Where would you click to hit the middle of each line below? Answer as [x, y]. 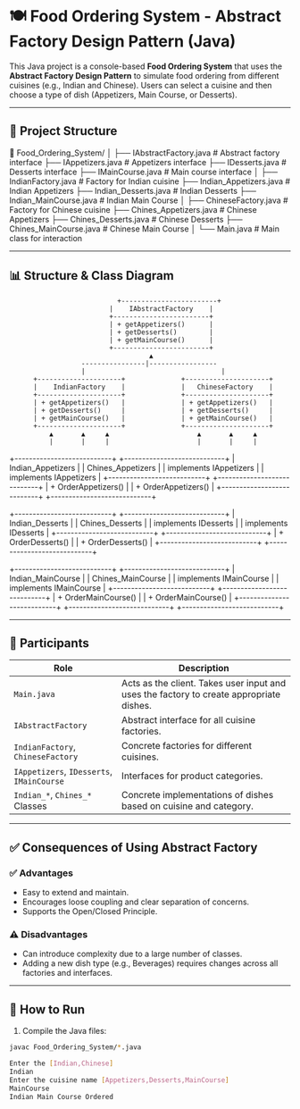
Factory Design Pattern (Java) [123, 42]
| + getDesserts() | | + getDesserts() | [153, 410]
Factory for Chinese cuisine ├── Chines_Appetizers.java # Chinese [133, 209]
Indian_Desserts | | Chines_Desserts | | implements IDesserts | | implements [149, 523]
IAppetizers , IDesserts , [63, 771]
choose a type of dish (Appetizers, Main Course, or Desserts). [124, 95]
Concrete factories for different [187, 746]
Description [204, 668]
